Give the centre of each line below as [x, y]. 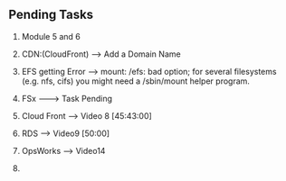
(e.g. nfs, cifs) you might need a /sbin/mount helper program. [136, 81]
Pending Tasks [51, 15]
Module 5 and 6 [51, 36]
